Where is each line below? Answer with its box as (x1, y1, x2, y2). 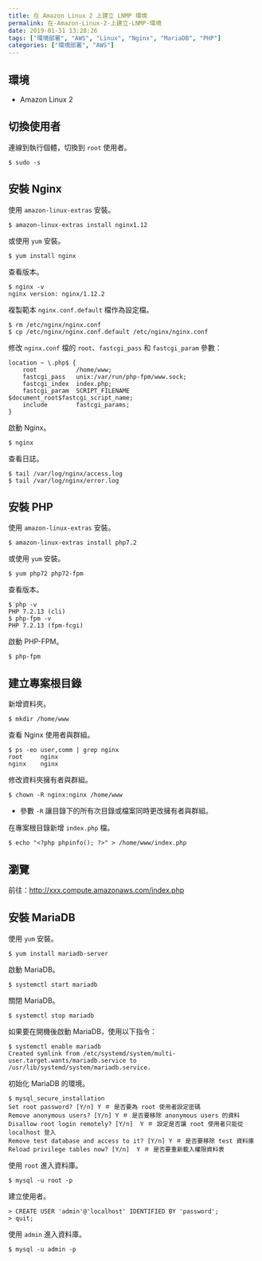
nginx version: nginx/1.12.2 (8, 289, 105, 298)
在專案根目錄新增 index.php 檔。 (8, 823, 115, 833)
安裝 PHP (8, 500, 53, 514)
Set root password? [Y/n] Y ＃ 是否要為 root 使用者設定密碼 (8, 1103, 201, 1111)
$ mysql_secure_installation (8, 1094, 105, 1103)
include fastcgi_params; (22, 400, 130, 408)
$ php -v (8, 601, 37, 609)
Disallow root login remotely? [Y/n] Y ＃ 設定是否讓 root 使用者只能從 (8, 1120, 244, 1128)
